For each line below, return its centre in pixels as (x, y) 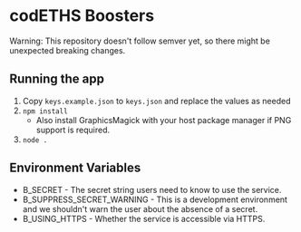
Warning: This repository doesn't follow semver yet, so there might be (140, 41)
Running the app (57, 79)
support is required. (73, 130)
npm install (45, 111)
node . (35, 140)
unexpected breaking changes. (68, 50)
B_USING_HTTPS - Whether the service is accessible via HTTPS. (144, 218)
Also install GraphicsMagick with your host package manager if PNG (164, 120)
